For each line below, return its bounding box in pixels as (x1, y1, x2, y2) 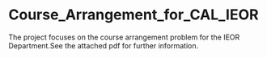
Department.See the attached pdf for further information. (8, 40, 199, 50)
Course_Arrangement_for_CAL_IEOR (8, 6, 259, 24)
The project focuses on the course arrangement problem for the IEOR (8, 32, 240, 42)
